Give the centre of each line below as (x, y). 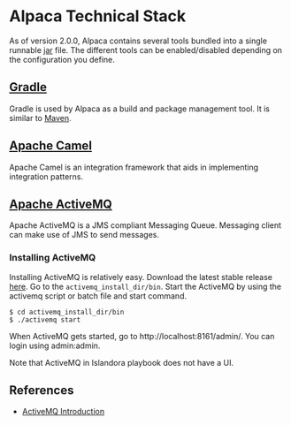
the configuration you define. (62, 59)
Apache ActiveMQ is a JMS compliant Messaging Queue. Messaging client (145, 225)
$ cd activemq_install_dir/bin (67, 312)
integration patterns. (46, 176)
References (42, 391)
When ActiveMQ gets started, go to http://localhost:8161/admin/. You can (142, 336)
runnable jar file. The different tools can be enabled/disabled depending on (146, 49)
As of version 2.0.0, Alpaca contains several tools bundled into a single (138, 41)
